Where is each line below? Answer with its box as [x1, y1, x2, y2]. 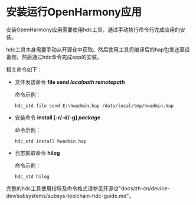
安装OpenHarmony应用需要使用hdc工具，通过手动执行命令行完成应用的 [6, 26, 180, 33]
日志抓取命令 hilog [14, 149, 60, 157]
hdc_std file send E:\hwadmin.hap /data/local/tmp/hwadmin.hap [14, 103, 174, 109]
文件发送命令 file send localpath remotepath [14, 78, 125, 86]
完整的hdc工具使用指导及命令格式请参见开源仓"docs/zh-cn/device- [6, 184, 170, 192]
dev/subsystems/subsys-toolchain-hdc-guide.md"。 [6, 192, 135, 199]
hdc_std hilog [14, 174, 50, 180]
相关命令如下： [6, 66, 43, 73]
